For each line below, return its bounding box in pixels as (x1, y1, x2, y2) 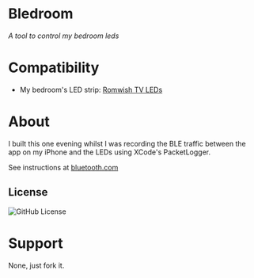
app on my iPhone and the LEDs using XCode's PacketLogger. (8, 147, 211, 157)
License (8, 185, 48, 199)
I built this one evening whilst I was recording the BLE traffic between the (8, 139, 247, 148)
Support (8, 234, 63, 252)
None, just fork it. (8, 261, 65, 270)
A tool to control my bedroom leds (8, 31, 119, 40)
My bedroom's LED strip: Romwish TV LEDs (19, 85, 163, 94)
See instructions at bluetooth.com (8, 162, 119, 172)
